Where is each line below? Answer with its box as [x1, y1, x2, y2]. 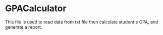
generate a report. [5, 24, 42, 30]
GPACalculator [5, 3, 67, 14]
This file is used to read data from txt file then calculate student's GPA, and [5, 19, 159, 25]
